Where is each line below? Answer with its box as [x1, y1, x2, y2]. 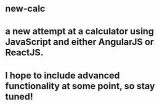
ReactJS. [5, 47, 44, 58]
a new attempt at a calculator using [5, 26, 154, 37]
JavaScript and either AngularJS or [5, 36, 154, 48]
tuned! [5, 91, 33, 102]
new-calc [5, 3, 45, 14]
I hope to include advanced [5, 70, 120, 81]
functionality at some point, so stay [5, 80, 155, 92]
